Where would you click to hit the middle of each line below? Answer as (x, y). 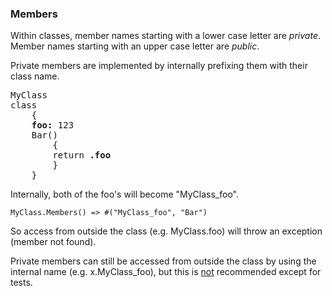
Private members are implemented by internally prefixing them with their (159, 66)
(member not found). (53, 242)
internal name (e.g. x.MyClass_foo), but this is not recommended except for (166, 272)
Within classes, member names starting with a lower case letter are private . (166, 36)
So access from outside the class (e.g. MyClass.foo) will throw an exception (166, 231)
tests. (21, 283)
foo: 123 (53, 125)
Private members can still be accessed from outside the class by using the (163, 261)
